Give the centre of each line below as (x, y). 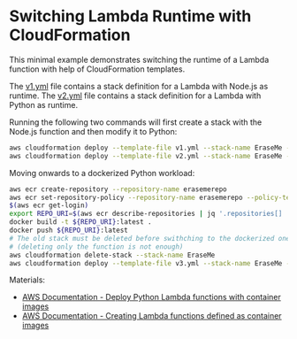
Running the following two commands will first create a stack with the (136, 122)
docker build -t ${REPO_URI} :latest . (80, 222)
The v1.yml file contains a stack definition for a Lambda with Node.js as (139, 86)
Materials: (27, 280)
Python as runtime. (43, 104)
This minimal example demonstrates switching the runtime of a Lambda (139, 59)
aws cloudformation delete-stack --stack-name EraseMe (112, 255)
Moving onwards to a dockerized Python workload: (102, 173)
